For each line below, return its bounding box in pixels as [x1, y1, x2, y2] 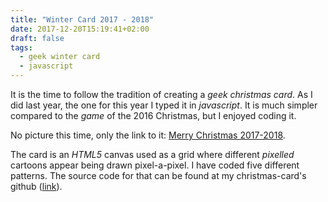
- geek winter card [19, 52, 101, 62]
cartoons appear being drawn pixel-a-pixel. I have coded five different [10, 159, 300, 171]
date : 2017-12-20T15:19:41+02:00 [10, 24, 150, 34]
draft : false [10, 33, 65, 43]
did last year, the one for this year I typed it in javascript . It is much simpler [10, 99, 318, 111]
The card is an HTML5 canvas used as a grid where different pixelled [10, 149, 295, 160]
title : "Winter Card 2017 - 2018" [10, 14, 155, 25]
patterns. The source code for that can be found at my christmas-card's [10, 170, 307, 181]
